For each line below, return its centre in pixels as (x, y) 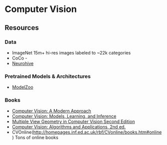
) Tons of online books (35, 137)
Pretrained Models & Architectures (48, 76)
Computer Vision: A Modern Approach (51, 111)
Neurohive (23, 63)
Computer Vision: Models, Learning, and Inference (64, 116)
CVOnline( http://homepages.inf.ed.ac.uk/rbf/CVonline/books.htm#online (87, 132)
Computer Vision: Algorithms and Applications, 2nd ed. (69, 127)
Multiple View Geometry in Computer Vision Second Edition (73, 121)
